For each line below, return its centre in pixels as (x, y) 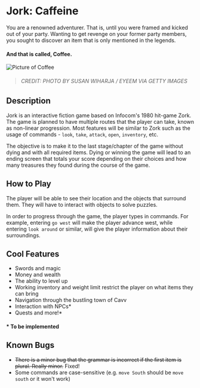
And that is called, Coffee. (39, 54)
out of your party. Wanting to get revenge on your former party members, (96, 33)
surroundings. (23, 235)
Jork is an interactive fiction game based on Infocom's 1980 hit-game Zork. (99, 115)
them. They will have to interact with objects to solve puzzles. (82, 204)
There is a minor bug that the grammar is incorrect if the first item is (98, 359)
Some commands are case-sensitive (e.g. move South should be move (99, 372)
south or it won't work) (42, 378)
